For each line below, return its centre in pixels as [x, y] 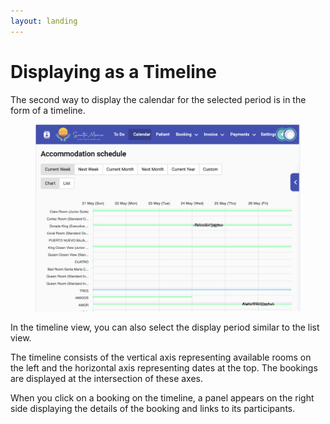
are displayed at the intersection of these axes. [107, 379]
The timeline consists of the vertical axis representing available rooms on [161, 357]
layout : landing [44, 21]
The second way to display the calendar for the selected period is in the [158, 99]
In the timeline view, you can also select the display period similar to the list [165, 327]
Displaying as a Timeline [113, 71]
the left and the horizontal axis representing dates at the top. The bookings [164, 368]
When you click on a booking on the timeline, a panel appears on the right [162, 398]
